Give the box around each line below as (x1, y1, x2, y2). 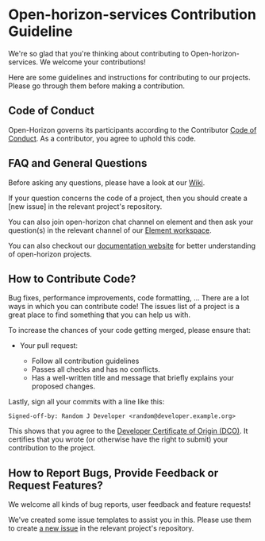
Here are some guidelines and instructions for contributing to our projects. (8, 72, 252, 82)
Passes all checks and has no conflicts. (31, 365, 160, 374)
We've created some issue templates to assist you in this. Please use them (8, 515, 252, 525)
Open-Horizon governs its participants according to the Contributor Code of (8, 125, 257, 134)
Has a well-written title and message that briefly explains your (31, 373, 234, 383)
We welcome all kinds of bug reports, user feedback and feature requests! (8, 500, 252, 509)
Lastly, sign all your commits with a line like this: (8, 397, 165, 407)
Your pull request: (19, 341, 78, 350)
